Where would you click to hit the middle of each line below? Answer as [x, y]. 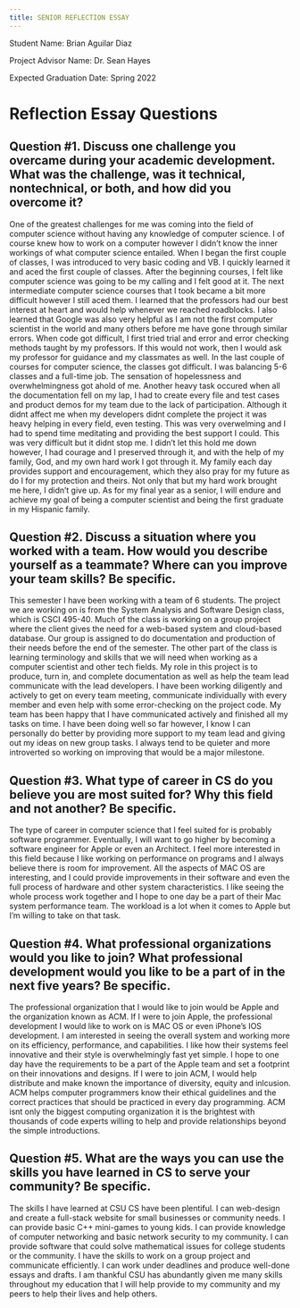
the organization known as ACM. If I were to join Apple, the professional [141, 1017]
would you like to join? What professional [126, 958]
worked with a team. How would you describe [138, 551]
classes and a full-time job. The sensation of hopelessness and [125, 376]
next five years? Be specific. [90, 986]
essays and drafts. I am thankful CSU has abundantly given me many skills [146, 1274]
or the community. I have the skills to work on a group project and [130, 1255]
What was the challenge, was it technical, [127, 175]
